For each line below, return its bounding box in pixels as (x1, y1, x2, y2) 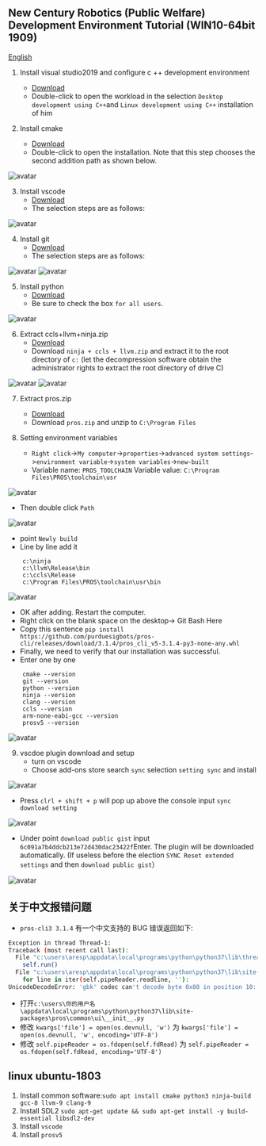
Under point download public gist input (19, 833, 150, 843)
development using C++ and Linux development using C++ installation (31, 99, 253, 109)
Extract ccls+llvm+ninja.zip (19, 329, 108, 339)
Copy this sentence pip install (19, 624, 124, 634)
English (8, 52, 32, 62)
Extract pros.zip (19, 393, 72, 403)
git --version (22, 677, 69, 685)
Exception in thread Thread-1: (8, 939, 112, 947)
